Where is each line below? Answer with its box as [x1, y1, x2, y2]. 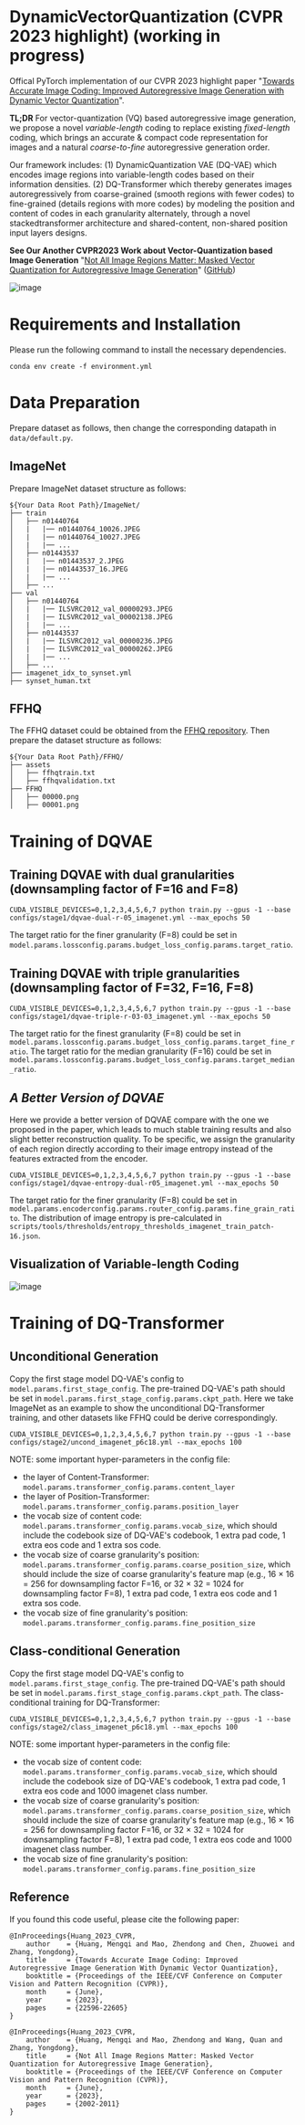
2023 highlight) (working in [9, 26, 221, 47]
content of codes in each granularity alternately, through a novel [9, 207, 250, 218]
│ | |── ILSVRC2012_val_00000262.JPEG [9, 644, 173, 654]
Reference [9, 1889, 70, 1905]
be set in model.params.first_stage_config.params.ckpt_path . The [9, 1687, 259, 1698]
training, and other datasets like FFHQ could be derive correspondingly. [9, 1412, 278, 1423]
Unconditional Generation [9, 1349, 159, 1364]
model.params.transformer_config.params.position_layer [22, 1502, 239, 1511]
